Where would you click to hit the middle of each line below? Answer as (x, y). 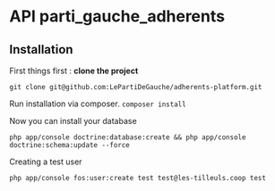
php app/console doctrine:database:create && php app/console (128, 137)
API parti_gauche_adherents (117, 17)
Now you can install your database (73, 121)
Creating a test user (46, 162)
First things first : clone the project (74, 71)
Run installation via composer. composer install (98, 104)
